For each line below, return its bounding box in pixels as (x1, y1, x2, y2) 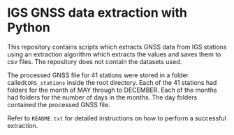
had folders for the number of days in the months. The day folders (7, 93, 198, 102)
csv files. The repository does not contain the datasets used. (7, 57, 182, 65)
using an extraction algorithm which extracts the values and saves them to (7, 50, 221, 58)
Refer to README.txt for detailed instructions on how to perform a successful (7, 113, 227, 122)
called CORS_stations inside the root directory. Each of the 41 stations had (7, 78, 217, 86)
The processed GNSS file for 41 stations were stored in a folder (7, 71, 189, 79)
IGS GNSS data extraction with (7, 5, 187, 21)
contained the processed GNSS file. (7, 100, 110, 109)
